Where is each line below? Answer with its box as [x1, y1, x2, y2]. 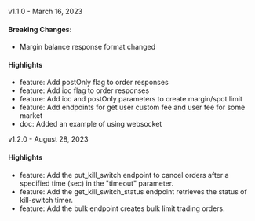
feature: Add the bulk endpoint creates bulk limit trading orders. [19, 204, 225, 213]
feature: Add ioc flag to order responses [19, 86, 150, 95]
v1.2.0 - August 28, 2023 [8, 134, 89, 144]
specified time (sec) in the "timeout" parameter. [19, 179, 174, 188]
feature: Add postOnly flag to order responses [19, 78, 169, 87]
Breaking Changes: [8, 24, 72, 34]
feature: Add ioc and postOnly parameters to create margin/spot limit [19, 94, 243, 104]
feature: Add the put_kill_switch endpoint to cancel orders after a [19, 170, 229, 179]
